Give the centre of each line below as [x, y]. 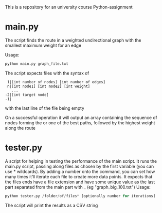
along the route [20, 128]
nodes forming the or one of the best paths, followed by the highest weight [80, 123]
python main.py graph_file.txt [37, 64]
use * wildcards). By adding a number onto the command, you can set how [80, 171]
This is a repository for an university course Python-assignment [69, 7]
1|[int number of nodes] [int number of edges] [56, 82]
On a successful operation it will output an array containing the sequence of [81, 117]
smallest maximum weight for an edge [43, 45]
